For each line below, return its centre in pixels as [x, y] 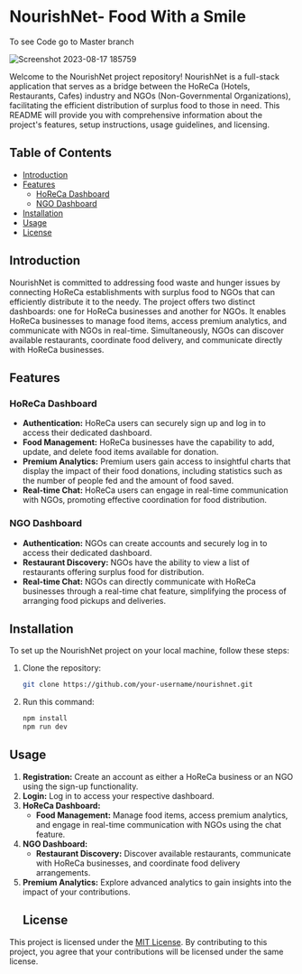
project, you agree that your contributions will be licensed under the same [146, 951]
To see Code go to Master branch [72, 42]
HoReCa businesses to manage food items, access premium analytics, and [148, 320]
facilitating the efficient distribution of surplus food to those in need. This [145, 105]
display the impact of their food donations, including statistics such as [152, 471]
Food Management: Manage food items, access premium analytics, [162, 815]
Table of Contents [61, 153]
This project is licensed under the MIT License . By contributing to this [138, 942]
